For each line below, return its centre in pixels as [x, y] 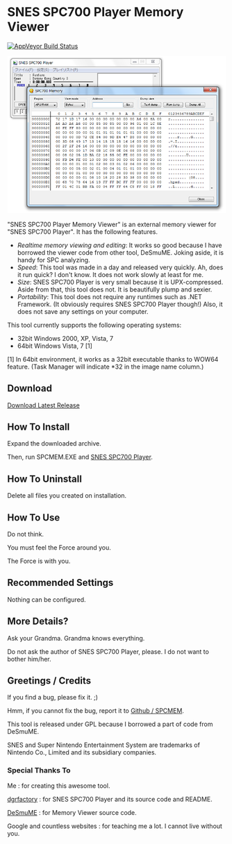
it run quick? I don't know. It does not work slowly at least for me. [110, 274]
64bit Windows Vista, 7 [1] [55, 346]
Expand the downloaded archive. [55, 444]
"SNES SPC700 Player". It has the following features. [83, 231]
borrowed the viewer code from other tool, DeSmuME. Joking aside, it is [121, 252]
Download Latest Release [43, 405]
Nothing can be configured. [47, 599]
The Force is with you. [39, 561]
